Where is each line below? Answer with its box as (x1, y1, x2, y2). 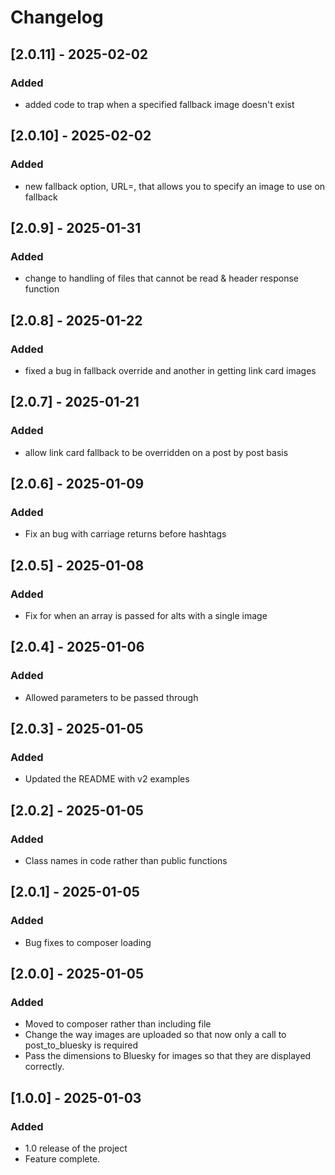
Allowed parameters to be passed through (24, 691, 199, 703)
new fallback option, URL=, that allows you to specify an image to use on (24, 180, 326, 192)
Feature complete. (24, 1153, 101, 1165)
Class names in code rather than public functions (24, 855, 228, 867)
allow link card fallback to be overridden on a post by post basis (24, 446, 289, 458)
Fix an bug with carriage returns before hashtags (24, 528, 227, 540)
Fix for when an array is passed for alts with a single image (24, 610, 268, 621)
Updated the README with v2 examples (24, 773, 190, 785)
